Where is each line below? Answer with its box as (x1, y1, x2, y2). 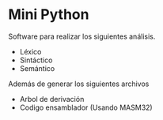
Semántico (19, 63, 55, 73)
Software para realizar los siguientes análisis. (8, 32, 156, 41)
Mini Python (8, 6, 89, 24)
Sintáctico (19, 55, 53, 65)
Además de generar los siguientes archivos (8, 79, 150, 88)
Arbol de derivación (19, 94, 85, 103)
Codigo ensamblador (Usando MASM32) (19, 103, 153, 112)
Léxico (19, 47, 42, 56)
